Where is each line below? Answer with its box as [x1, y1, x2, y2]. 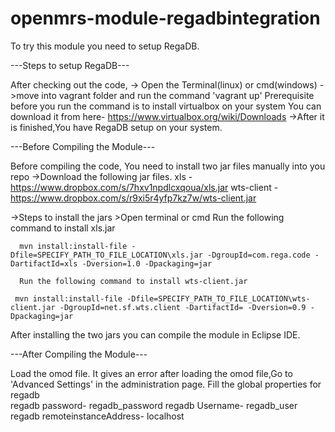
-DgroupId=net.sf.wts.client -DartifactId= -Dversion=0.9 [59, 302, 307, 312]
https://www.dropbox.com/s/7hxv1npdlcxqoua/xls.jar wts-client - [10, 181, 279, 193]
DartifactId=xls [10, 258, 78, 269]
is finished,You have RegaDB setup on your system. [10, 121, 223, 133]
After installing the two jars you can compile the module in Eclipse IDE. [10, 328, 301, 341]
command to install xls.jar [10, 222, 116, 234]
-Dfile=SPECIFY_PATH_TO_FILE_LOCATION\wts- [126, 293, 311, 304]
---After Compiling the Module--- [10, 348, 148, 360]
